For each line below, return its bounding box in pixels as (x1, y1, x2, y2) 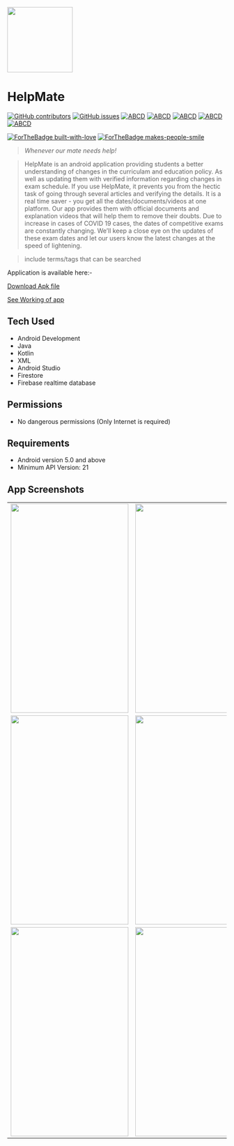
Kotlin (17, 349, 34, 357)
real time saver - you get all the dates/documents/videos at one (24, 197, 207, 205)
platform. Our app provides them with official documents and (24, 204, 200, 213)
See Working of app (7, 295, 65, 303)
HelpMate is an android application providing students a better (24, 160, 204, 168)
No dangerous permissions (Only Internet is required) (17, 417, 171, 425)
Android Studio (17, 363, 61, 372)
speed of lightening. (24, 241, 82, 250)
